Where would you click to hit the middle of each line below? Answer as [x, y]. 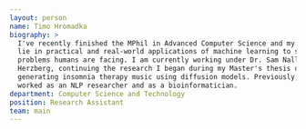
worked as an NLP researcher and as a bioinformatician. [128, 85]
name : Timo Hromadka [49, 26]
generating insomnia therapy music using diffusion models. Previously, [158, 77]
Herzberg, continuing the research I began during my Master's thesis [154, 69]
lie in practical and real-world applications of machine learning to [154, 52]
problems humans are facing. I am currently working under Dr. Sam [148, 60]
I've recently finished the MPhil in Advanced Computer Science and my [157, 43]
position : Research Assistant [67, 102]
